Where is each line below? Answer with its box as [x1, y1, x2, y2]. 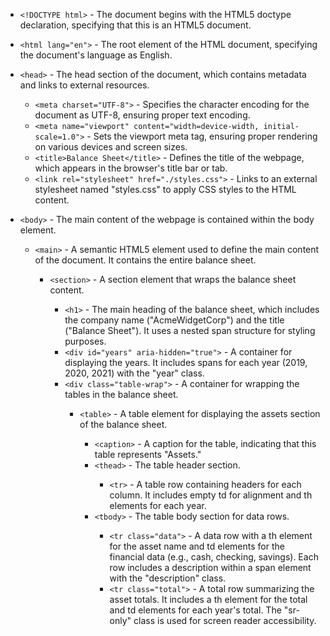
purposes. [64, 335, 107, 347]
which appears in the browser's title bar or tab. [34, 162, 228, 174]
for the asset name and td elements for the [109, 540, 285, 552]
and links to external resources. [19, 79, 150, 91]
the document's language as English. [19, 49, 173, 61]
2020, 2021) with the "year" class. [64, 367, 205, 379]
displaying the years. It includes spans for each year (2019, [64, 357, 308, 368]
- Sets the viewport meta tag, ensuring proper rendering [86, 130, 318, 142]
